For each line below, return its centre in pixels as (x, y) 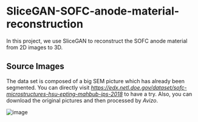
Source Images (36, 66)
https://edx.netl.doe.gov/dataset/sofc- (139, 87)
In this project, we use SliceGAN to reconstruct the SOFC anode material (97, 41)
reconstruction (45, 24)
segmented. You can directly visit (48, 87)
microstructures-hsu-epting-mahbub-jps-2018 (65, 94)
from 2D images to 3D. (34, 47)
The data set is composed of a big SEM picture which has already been (96, 81)
